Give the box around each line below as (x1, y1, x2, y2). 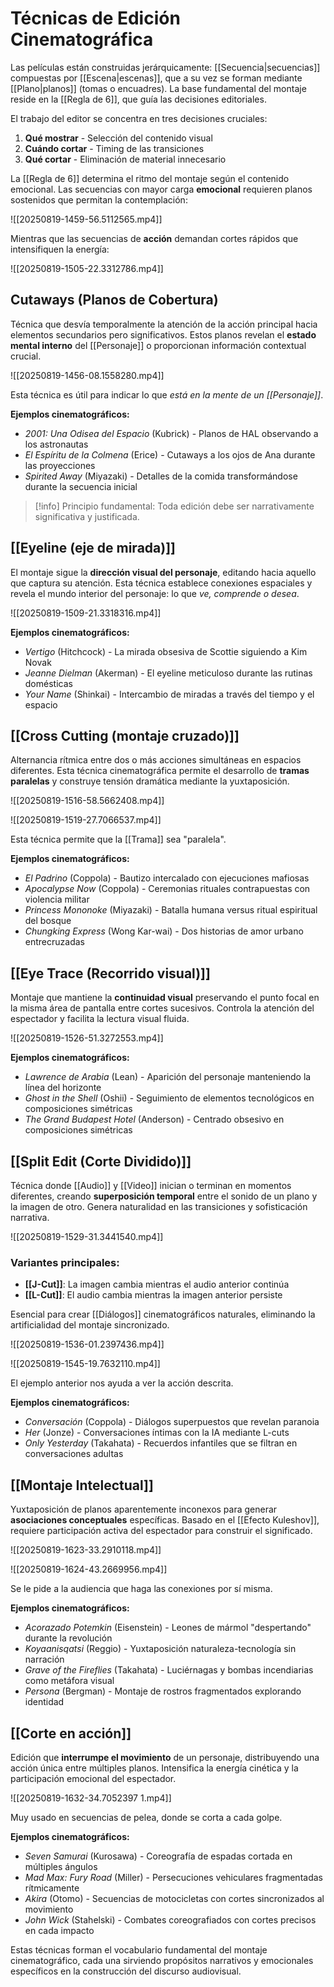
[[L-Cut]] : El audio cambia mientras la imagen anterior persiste (24, 1289, 283, 1301)
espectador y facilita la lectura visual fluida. (10, 1013, 190, 1025)
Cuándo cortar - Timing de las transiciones (24, 142, 205, 154)
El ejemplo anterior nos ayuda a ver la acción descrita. (10, 1377, 234, 1389)
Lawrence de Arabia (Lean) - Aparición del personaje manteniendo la (24, 1071, 312, 1083)
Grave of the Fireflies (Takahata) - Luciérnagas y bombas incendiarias (24, 1664, 314, 1676)
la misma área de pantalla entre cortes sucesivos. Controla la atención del (10, 1002, 315, 1014)
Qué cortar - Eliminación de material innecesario (24, 153, 227, 165)
